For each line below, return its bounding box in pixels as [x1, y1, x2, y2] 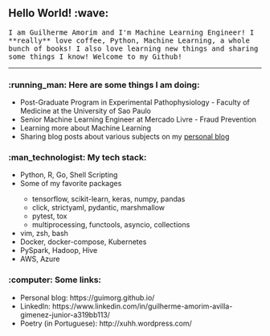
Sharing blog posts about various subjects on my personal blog [19, 132, 230, 142]
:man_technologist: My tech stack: [8, 152, 147, 164]
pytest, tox [31, 211, 67, 221]
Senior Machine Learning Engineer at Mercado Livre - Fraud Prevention [19, 114, 257, 124]
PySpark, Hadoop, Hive [19, 246, 98, 255]
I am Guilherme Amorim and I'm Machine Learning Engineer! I [8, 27, 255, 37]
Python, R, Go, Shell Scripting [19, 170, 118, 180]
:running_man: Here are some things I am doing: [8, 79, 200, 90]
